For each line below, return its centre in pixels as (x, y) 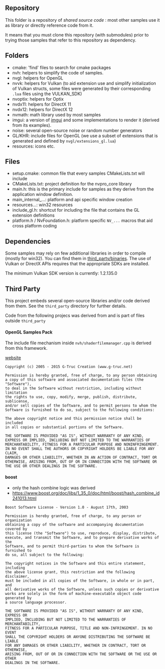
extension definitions (33, 215)
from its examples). (32, 125)
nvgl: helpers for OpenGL (38, 78)
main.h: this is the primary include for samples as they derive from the (83, 189)
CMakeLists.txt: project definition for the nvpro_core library (72, 184)
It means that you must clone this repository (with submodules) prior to (77, 35)
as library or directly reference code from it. (49, 25)
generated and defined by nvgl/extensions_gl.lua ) (64, 141)
